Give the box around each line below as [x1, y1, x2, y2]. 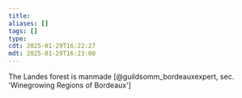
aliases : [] [8, 19, 49, 28]
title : [8, 11, 31, 20]
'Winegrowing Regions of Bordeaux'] [8, 80, 132, 90]
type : [8, 34, 27, 43]
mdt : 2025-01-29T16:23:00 [8, 49, 96, 58]
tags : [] [8, 27, 38, 35]
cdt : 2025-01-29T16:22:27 [8, 42, 96, 50]
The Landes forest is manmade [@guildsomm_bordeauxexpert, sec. [8, 72, 235, 81]
